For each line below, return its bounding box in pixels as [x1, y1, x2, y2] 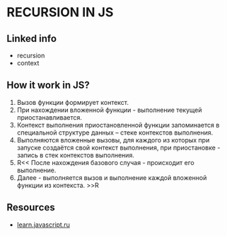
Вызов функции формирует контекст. [16, 98, 129, 106]
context [16, 59, 40, 67]
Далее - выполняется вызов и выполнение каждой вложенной [16, 173, 207, 181]
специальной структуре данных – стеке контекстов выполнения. [16, 128, 214, 137]
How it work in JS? [6, 79, 90, 91]
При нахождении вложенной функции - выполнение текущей [16, 106, 202, 114]
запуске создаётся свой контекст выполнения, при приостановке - [16, 143, 221, 152]
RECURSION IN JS [6, 4, 114, 21]
